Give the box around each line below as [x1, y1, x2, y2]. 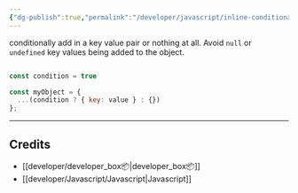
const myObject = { [9, 88, 82, 96]
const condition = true [9, 72, 98, 81]
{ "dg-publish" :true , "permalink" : [9, 12, 133, 22]
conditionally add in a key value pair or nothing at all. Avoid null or [9, 37, 252, 48]
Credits [9, 136, 51, 151]
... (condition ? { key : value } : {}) [17, 96, 161, 104]
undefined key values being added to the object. [9, 46, 184, 58]
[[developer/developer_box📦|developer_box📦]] [21, 160, 201, 171]
